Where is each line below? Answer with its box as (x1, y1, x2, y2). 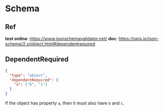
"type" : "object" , (9, 73, 48, 78)
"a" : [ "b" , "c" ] (14, 82, 48, 87)
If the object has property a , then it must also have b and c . (5, 100, 124, 106)
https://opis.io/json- (118, 36, 159, 41)
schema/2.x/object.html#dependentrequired (5, 41, 95, 47)
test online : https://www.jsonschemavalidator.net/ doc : (5, 36, 118, 41)
